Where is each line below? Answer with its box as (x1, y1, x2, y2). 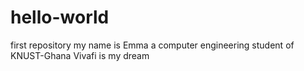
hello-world (10, 6, 110, 29)
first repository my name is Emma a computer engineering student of (10, 39, 295, 51)
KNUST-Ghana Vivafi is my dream (10, 49, 150, 61)
